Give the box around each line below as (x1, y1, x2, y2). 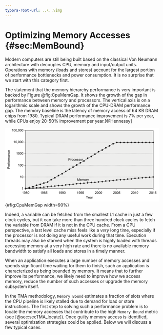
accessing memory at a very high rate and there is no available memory (5, 243, 149, 249)
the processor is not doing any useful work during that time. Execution (5, 232, 146, 238)
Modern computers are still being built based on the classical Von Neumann (5, 56, 158, 62)
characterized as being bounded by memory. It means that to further (5, 268, 143, 274)
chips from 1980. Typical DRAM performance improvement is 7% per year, (5, 113, 155, 119)
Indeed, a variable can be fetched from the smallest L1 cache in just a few (5, 211, 153, 217)
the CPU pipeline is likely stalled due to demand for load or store (5, 298, 135, 304)
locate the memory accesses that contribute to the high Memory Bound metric (5, 309, 158, 314)
